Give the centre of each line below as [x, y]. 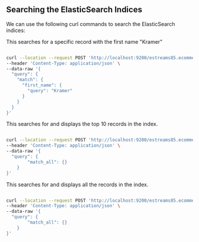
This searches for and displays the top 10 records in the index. [82, 124]
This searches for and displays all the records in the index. [77, 184]
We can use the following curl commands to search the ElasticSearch [91, 24]
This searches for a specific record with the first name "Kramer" [84, 41]
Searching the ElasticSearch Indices [74, 10]
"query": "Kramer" [50, 91]
